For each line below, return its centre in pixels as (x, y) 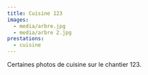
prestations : (26, 39)
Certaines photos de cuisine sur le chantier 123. (74, 64)
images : (18, 20)
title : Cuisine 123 (35, 13)
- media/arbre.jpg (40, 26)
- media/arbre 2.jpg (42, 32)
